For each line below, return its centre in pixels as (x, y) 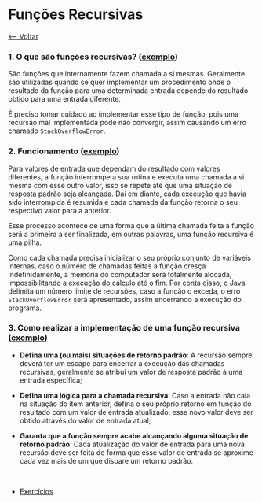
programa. (25, 308)
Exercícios (36, 491)
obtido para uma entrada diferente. (65, 99)
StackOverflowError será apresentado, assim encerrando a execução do (125, 299)
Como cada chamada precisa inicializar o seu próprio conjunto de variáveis (129, 257)
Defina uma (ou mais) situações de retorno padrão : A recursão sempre (136, 355)
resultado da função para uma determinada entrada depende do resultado (128, 91)
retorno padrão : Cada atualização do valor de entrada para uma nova (132, 444)
